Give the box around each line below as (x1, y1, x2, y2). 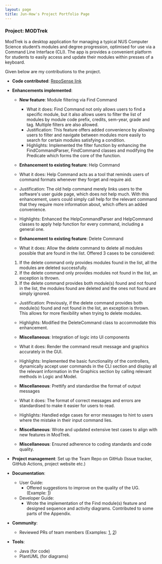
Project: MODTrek (5, 28, 48, 34)
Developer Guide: (19, 495, 54, 501)
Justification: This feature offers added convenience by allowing (26, 127, 155, 132)
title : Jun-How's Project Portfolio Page (5, 12, 90, 16)
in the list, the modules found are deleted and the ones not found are (19, 285, 156, 291)
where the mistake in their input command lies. (19, 417, 113, 423)
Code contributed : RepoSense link (12, 78, 82, 84)
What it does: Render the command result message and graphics (19, 343, 149, 349)
